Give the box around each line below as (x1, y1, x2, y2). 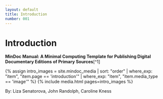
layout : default (5, 7, 38, 12)
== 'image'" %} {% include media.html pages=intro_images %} (5, 79, 133, 85)
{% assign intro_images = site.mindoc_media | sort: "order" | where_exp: (5, 68, 153, 74)
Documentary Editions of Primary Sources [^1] (5, 59, 100, 65)
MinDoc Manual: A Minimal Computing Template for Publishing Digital (5, 53, 151, 59)
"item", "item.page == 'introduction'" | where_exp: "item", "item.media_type (5, 74, 158, 79)
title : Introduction (5, 12, 48, 17)
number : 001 (5, 16, 30, 21)
